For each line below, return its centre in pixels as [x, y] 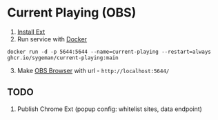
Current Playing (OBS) [72, 13]
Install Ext [31, 32]
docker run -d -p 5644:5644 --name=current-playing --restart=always [109, 52]
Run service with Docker [52, 39]
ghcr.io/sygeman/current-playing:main [63, 58]
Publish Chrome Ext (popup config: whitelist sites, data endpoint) [109, 109]
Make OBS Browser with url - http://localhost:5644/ [93, 70]
